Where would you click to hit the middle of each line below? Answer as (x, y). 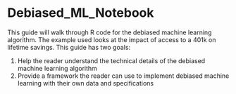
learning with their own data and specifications (85, 83)
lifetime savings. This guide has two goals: (69, 47)
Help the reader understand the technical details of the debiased (111, 60)
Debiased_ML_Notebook (81, 13)
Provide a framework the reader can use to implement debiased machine (123, 76)
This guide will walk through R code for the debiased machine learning (110, 32)
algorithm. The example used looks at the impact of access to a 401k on (112, 39)
